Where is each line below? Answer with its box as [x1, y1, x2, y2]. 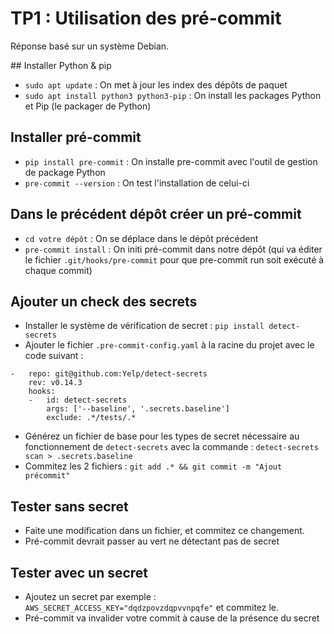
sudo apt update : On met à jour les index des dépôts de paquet [24, 78, 288, 91]
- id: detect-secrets [28, 395, 128, 406]
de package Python [24, 166, 106, 178]
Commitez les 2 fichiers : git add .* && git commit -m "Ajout [24, 460, 283, 472]
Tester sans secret [10, 498, 129, 515]
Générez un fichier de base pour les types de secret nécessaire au [24, 430, 300, 442]
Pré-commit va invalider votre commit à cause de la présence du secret [24, 612, 320, 624]
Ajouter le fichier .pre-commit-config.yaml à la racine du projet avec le [24, 339, 315, 351]
